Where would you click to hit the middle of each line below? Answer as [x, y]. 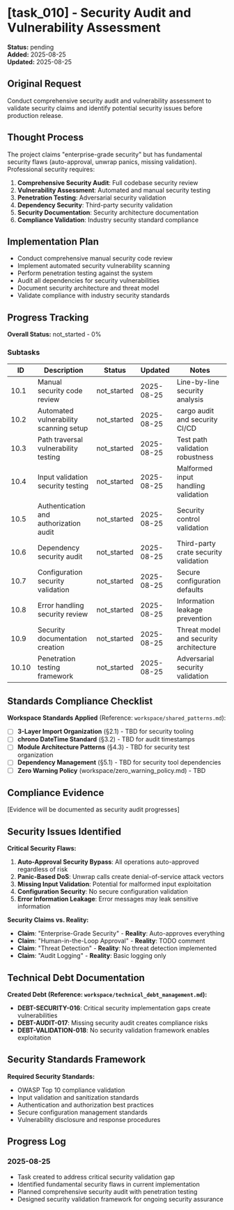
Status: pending [31, 47]
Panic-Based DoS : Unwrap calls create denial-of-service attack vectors [120, 877]
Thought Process [45, 138]
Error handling [61, 605]
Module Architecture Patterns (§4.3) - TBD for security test [103, 747]
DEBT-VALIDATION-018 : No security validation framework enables [114, 1031]
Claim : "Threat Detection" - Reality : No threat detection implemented [117, 948]
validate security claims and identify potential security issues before [105, 108]
